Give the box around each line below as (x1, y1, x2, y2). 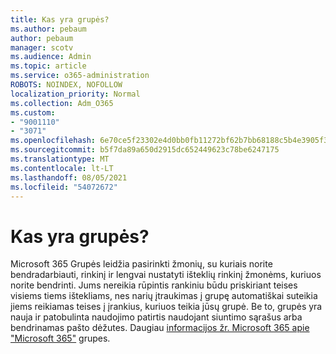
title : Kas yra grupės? (10, 14, 110, 25)
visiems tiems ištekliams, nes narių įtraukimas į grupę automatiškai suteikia (10, 290, 318, 302)
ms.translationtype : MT (10, 154, 110, 164)
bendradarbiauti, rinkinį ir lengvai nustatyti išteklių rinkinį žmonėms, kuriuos (10, 269, 322, 281)
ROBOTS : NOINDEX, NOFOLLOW (10, 80, 123, 90)
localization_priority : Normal (10, 89, 141, 99)
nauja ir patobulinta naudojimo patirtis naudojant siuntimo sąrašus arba (10, 311, 303, 323)
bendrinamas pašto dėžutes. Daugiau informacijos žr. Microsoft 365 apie (10, 322, 310, 334)
